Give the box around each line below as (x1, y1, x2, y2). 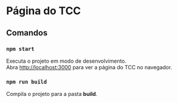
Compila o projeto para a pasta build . (6, 91, 98, 98)
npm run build (6, 78, 47, 85)
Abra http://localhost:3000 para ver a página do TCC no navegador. (6, 63, 173, 70)
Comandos (6, 28, 48, 38)
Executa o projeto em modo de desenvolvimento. (6, 57, 127, 65)
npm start (6, 46, 35, 52)
